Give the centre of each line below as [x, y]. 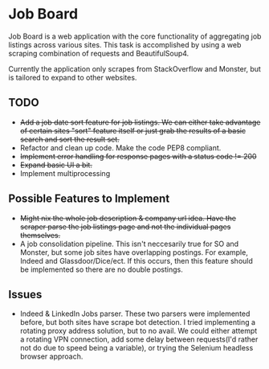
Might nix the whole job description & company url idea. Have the [128, 218]
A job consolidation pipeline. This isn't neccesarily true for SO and [129, 244]
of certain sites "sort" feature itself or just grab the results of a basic [133, 130]
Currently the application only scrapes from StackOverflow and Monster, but [134, 68]
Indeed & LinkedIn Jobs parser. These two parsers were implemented [135, 314]
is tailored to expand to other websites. [73, 77]
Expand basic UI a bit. [56, 165]
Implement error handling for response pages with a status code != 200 [138, 156]
